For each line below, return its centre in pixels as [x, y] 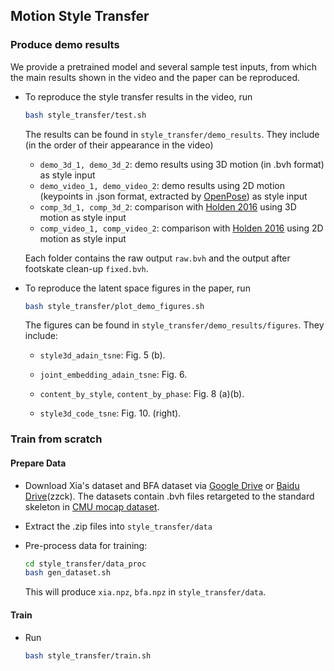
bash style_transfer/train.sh [88, 655]
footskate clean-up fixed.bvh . [86, 268]
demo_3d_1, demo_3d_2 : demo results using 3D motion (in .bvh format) [182, 164]
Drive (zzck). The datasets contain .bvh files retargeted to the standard [169, 496]
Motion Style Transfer [80, 16]
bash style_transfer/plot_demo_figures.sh [114, 306]
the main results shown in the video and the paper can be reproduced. [155, 77]
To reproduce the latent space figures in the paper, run [137, 288]
